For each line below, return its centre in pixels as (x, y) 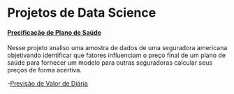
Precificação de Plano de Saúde (54, 32)
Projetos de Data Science (82, 13)
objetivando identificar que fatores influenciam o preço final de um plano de (116, 55)
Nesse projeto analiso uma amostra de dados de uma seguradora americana (117, 48)
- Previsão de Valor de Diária (48, 84)
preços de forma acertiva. (45, 70)
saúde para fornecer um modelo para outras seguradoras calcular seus (110, 63)
